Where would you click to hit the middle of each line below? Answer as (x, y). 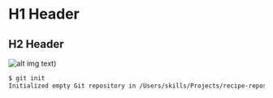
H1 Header (44, 14)
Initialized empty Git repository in (72, 86)
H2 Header (36, 44)
